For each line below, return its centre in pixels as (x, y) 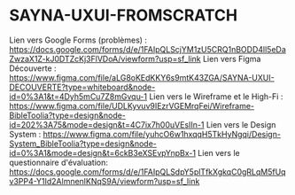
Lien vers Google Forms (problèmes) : (78, 40)
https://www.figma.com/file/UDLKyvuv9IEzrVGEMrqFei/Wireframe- (132, 105)
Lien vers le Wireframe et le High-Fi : (216, 96)
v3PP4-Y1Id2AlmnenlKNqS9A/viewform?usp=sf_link (105, 181)
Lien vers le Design (241, 124)
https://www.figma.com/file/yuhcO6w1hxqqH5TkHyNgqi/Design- (162, 134)
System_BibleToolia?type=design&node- (83, 144)
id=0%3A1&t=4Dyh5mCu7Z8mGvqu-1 (78, 96)
